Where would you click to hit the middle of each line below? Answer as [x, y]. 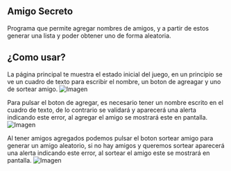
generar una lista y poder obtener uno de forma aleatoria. [89, 35]
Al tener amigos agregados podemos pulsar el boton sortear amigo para [110, 138]
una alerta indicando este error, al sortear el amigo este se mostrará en [109, 153]
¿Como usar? [36, 57]
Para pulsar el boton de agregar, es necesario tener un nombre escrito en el [115, 102]
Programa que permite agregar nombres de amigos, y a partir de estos [108, 28]
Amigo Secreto [40, 11]
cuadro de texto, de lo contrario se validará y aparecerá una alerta [102, 110]
